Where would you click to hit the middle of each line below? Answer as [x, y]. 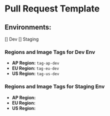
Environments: [28, 27]
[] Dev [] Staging [22, 39]
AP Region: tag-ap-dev [35, 63]
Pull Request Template [52, 9]
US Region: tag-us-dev [35, 73]
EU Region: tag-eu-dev [35, 68]
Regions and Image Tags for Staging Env [55, 86]
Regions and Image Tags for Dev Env [50, 52]
